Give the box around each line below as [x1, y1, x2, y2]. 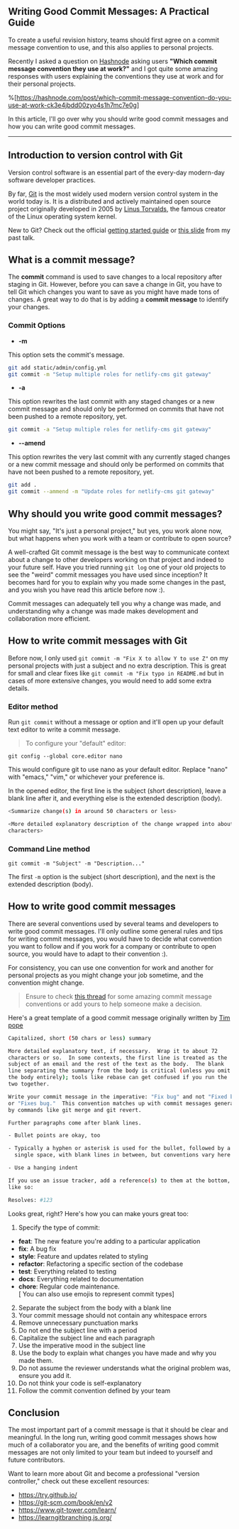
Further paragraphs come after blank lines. [8, 1119, 142, 1127]
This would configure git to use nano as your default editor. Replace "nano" [8, 766, 228, 774]
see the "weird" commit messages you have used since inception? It [8, 570, 208, 579]
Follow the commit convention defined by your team [18, 1386, 171, 1395]
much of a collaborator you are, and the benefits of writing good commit [8, 1440, 219, 1450]
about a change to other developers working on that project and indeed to [8, 555, 224, 563]
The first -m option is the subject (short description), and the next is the [8, 872, 216, 881]
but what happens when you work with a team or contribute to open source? [8, 534, 232, 542]
